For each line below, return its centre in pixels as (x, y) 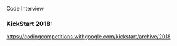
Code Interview (25, 9)
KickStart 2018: (29, 24)
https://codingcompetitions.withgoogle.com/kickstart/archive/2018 (89, 37)
